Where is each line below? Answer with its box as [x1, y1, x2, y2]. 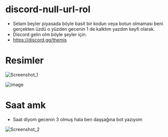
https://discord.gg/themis [12, 37, 67, 43]
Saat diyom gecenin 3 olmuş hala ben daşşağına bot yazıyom [12, 116, 143, 122]
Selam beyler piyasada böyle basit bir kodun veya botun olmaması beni [12, 20, 163, 27]
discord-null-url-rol [5, 4, 91, 15]
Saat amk [5, 100, 46, 111]
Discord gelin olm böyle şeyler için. [12, 31, 87, 37]
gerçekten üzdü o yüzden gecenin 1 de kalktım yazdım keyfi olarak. [12, 26, 155, 32]
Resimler [5, 55, 44, 66]
